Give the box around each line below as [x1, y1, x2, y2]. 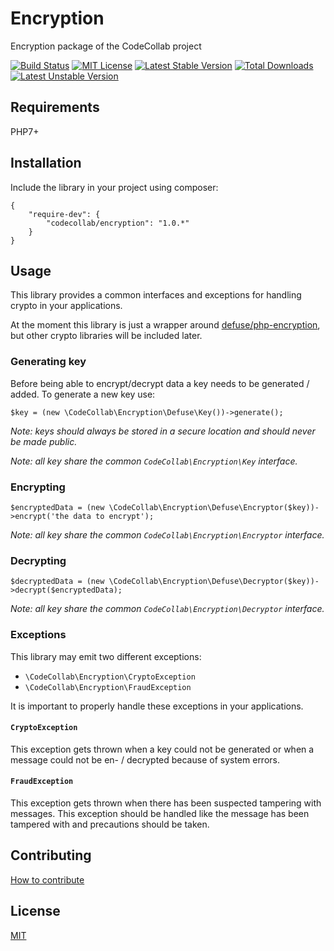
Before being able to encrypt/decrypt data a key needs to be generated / [10, 377, 310, 389]
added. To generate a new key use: [10, 388, 156, 400]
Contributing [10, 847, 92, 864]
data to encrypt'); [73, 511, 155, 521]
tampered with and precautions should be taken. [10, 818, 210, 830]
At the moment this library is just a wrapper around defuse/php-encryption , [10, 319, 321, 331]
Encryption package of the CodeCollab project [10, 40, 202, 52]
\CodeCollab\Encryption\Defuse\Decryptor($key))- [108, 577, 320, 587]
